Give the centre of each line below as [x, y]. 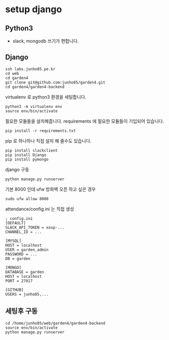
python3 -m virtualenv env [34, 106]
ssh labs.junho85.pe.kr [30, 69]
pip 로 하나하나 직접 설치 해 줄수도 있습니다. [48, 140]
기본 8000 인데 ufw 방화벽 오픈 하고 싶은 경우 [50, 189]
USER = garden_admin [27, 250]
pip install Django [26, 155]
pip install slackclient [31, 150]
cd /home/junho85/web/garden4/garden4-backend [55, 323]
